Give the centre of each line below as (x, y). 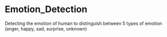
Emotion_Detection (46, 9)
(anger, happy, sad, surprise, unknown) (46, 28)
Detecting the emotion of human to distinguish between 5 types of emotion (83, 23)
